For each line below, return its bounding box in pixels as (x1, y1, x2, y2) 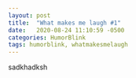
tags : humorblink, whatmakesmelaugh (8, 41, 128, 49)
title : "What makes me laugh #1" (8, 19, 122, 27)
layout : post (8, 11, 51, 20)
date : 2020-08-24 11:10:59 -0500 (8, 26, 125, 34)
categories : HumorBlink (8, 33, 86, 42)
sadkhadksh (8, 62, 48, 72)
